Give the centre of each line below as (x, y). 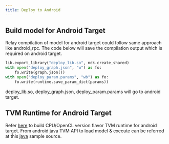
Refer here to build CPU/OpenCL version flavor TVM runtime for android (81, 125)
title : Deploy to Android (33, 10)
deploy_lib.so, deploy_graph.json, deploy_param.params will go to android (83, 92)
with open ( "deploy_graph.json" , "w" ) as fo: (54, 68)
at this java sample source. (34, 136)
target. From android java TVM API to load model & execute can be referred (85, 131)
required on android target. (34, 53)
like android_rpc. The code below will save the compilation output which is (84, 48)
